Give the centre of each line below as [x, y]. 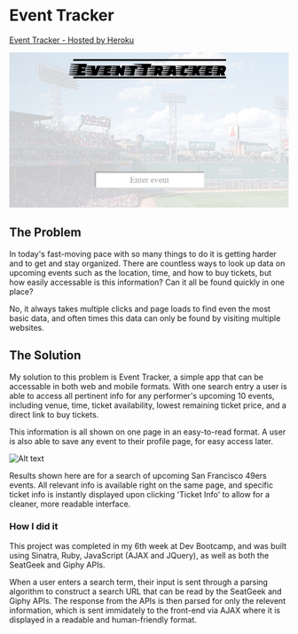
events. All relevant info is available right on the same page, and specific [141, 485]
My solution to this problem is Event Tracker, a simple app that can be [137, 377]
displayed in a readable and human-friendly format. [103, 619]
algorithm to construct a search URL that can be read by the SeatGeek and [145, 591]
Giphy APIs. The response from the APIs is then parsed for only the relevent [148, 600]
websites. [27, 327]
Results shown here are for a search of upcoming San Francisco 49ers [138, 475]
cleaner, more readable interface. [70, 504]
